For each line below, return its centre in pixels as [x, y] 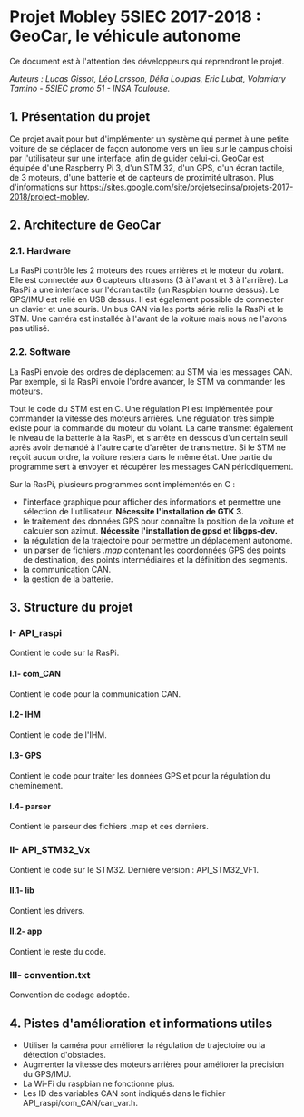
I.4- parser [30, 806]
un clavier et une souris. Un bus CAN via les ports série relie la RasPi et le [147, 309]
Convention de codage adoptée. [69, 995]
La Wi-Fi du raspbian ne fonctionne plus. [98, 1084]
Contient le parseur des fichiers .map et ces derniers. [109, 827]
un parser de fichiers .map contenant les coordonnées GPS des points [154, 550]
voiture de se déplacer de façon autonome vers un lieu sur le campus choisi [151, 148]
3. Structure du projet [71, 607]
